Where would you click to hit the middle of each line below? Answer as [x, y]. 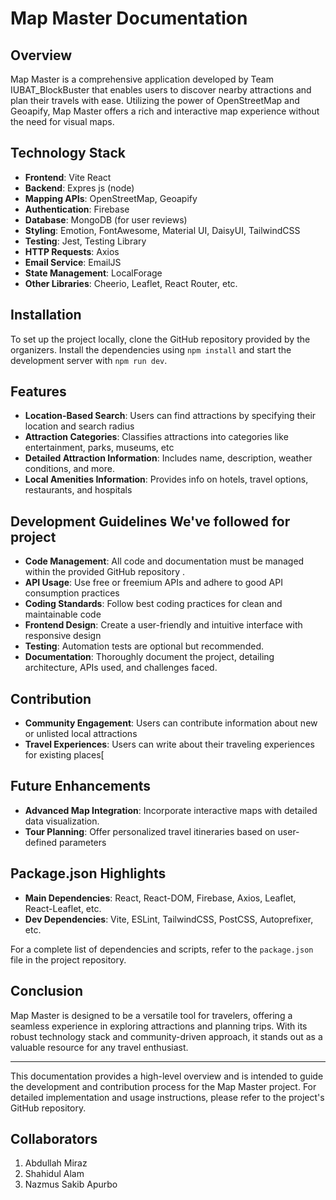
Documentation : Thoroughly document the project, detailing [149, 657]
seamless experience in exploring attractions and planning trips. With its [159, 1026]
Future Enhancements [81, 786]
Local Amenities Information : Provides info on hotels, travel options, [166, 479]
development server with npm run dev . [89, 360]
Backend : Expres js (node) [79, 188]
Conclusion [47, 991]
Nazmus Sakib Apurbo [71, 1184]
